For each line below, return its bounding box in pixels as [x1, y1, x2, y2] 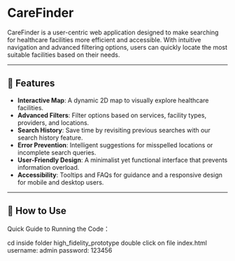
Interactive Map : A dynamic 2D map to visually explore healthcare [17, 96, 209, 105]
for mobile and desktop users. [17, 178, 104, 187]
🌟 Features [7, 77, 55, 89]
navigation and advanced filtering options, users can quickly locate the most [7, 43, 228, 51]
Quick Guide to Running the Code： [7, 225, 110, 233]
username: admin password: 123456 [7, 246, 113, 254]
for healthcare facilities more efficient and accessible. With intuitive [7, 35, 201, 43]
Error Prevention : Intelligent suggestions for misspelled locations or [17, 140, 213, 149]
